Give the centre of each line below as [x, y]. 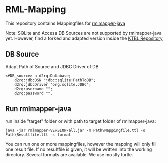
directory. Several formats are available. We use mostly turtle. [69, 154]
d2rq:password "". [34, 93]
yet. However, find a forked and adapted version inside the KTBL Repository [84, 38]
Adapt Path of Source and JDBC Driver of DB [52, 66]
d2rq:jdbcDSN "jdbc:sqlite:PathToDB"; [55, 80]
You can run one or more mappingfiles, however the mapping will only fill [81, 144]
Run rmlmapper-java [38, 109]
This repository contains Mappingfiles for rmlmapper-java [65, 23]
